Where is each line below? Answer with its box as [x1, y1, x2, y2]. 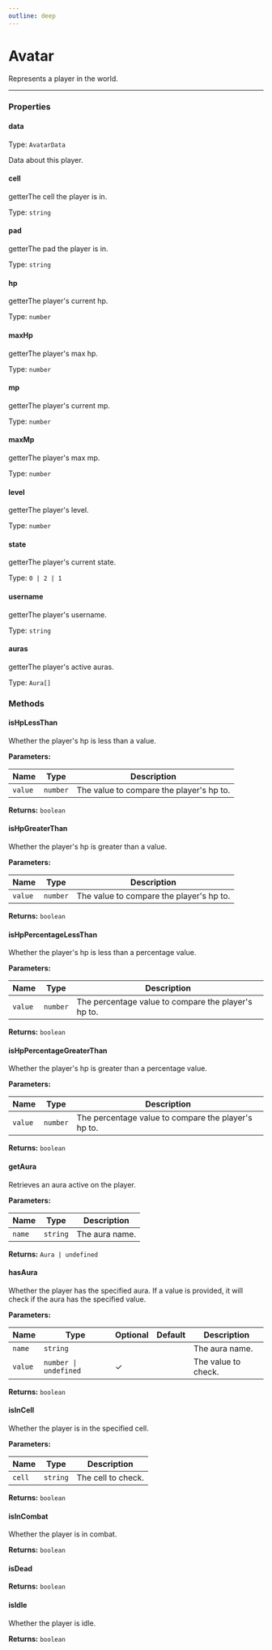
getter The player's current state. [8, 557, 117, 567]
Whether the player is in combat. [8, 1529, 117, 1539]
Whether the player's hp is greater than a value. [8, 842, 168, 851]
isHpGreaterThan [8, 824, 68, 834]
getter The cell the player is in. [8, 191, 108, 201]
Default [156, 1329, 186, 1341]
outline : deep [8, 11, 57, 20]
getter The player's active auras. [8, 662, 115, 672]
